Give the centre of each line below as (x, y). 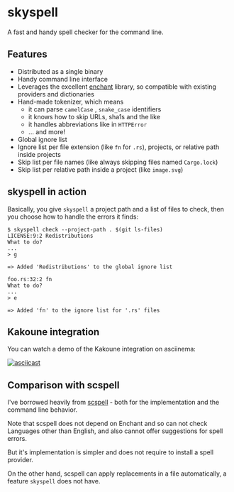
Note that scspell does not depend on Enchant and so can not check (107, 424)
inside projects (39, 154)
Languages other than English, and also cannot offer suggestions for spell (115, 431)
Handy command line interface (63, 79)
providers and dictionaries (56, 94)
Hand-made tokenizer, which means (71, 102)
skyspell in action (47, 192)
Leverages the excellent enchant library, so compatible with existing (117, 87)
